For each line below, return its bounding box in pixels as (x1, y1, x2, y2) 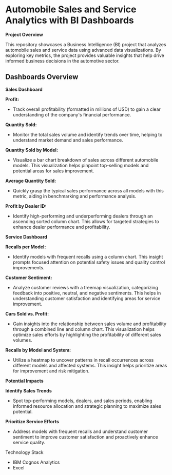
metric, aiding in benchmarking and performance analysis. (12, 193, 137, 199)
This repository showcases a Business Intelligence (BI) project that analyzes (5, 41, 166, 47)
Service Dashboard (5, 233, 48, 240)
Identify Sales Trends (5, 387, 52, 393)
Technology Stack (5, 449, 44, 455)
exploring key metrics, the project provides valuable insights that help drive (5, 52, 164, 58)
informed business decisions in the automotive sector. (5, 57, 120, 64)
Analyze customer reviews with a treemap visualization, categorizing (12, 284, 158, 290)
